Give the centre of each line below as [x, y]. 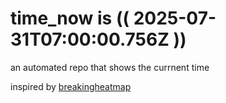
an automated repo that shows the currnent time [110, 67]
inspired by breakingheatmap [71, 86]
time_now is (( [70, 18]
